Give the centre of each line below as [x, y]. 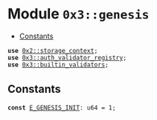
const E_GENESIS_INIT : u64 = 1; [62, 108]
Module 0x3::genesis [78, 14]
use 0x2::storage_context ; [53, 50]
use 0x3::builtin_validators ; [58, 65]
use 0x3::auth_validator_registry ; [67, 58]
